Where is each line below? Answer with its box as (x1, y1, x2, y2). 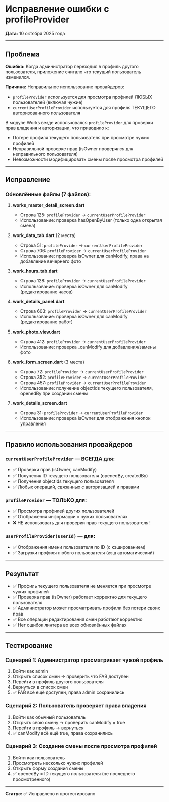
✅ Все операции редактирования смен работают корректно (12, 616, 143, 622)
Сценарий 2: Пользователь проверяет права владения (5, 702, 147, 710)
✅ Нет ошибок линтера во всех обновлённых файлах (12, 622, 127, 628)
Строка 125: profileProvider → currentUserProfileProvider (20, 212, 146, 218)
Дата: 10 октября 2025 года (5, 30, 65, 36)
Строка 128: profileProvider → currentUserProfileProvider (20, 278, 146, 284)
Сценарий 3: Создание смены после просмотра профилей (5, 743, 157, 750)
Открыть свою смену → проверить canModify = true (12, 719, 125, 725)
